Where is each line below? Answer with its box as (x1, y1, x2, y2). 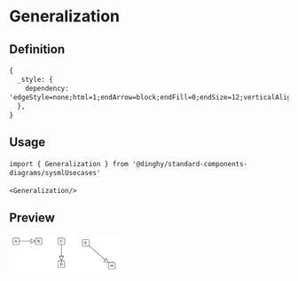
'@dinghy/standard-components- (131, 159, 248, 168)
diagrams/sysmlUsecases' (9, 168, 101, 177)
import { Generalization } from (9, 159, 129, 168)
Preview (9, 211, 56, 226)
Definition (9, 42, 65, 57)
